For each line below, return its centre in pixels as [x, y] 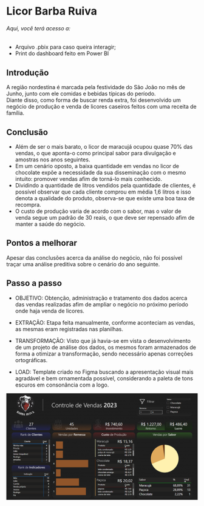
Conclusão [27, 132]
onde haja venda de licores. [50, 311]
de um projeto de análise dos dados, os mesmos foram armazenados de [105, 347]
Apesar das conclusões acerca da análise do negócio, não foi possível [94, 258]
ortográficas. [31, 360]
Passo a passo [34, 283]
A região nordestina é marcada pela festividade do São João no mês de [96, 87]
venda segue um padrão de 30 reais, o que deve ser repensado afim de [105, 218]
